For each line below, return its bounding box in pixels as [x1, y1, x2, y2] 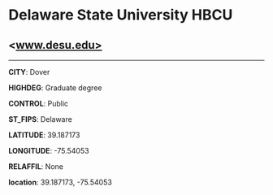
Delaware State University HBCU [8, 6, 233, 24]
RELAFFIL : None [8, 162, 63, 171]
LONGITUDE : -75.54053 [8, 146, 89, 155]
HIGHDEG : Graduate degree [8, 83, 102, 93]
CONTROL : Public [8, 99, 69, 108]
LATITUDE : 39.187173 [8, 130, 80, 140]
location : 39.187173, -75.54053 [8, 177, 112, 187]
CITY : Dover [8, 67, 50, 76]
